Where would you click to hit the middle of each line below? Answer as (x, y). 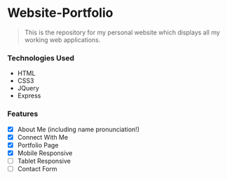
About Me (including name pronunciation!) (78, 129)
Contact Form (37, 168)
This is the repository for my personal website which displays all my (122, 32)
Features (23, 114)
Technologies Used (41, 58)
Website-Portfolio (60, 13)
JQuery (28, 88)
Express (29, 95)
